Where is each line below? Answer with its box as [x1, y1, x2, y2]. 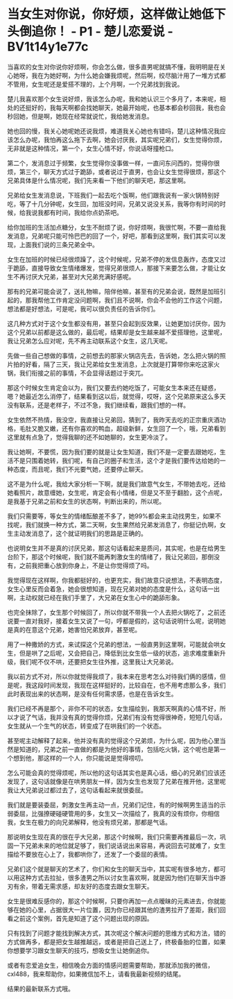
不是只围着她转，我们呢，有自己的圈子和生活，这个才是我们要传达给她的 [12, 456, 220, 465]
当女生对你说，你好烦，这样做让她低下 [7, 6, 227, 22]
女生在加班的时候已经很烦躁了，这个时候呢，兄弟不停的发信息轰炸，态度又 [7, 255, 220, 264]
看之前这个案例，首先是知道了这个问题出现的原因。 [7, 914, 153, 923]
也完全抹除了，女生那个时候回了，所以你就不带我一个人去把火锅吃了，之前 [7, 608, 220, 616]
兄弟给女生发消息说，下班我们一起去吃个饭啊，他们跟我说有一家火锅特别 [7, 191, 214, 199]
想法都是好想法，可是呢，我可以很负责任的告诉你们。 [7, 305, 159, 313]
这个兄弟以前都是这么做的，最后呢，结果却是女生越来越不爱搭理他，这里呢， [7, 327, 226, 336]
